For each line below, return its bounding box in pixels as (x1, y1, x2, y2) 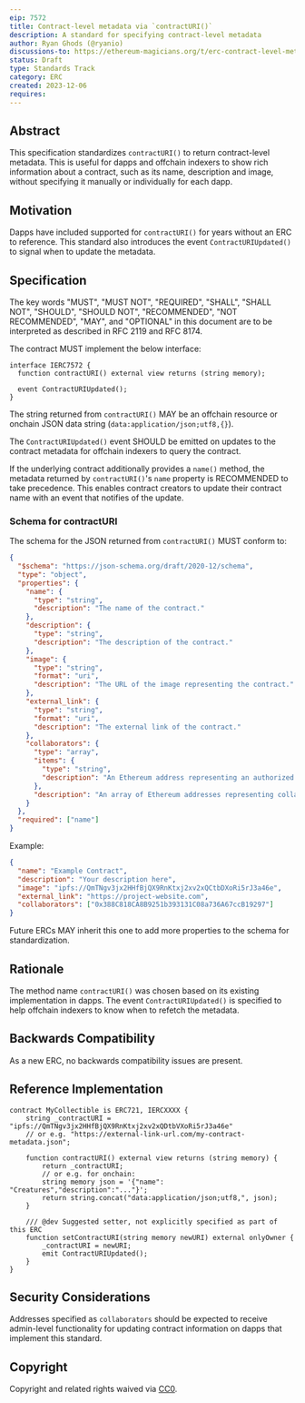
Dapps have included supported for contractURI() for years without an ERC (9, 227, 292, 237)
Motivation (9, 202, 73, 218)
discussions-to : (9, 47, 71, 56)
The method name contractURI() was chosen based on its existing (9, 985, 260, 996)
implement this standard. (9, 1333, 103, 1344)
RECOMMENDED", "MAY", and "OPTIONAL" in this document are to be (9, 316, 272, 327)
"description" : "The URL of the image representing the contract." (33, 680, 295, 690)
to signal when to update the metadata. (9, 247, 156, 257)
